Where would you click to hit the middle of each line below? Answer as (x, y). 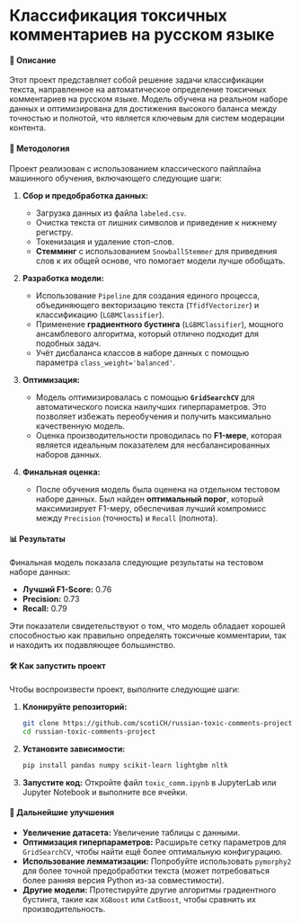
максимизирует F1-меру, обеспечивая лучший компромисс (151, 508)
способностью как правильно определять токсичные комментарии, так (148, 635)
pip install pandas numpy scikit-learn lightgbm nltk (125, 765)
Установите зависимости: (74, 749)
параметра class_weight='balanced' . (106, 362)
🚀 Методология (40, 148)
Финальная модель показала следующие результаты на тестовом (136, 562)
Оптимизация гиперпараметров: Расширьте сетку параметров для (154, 842)
